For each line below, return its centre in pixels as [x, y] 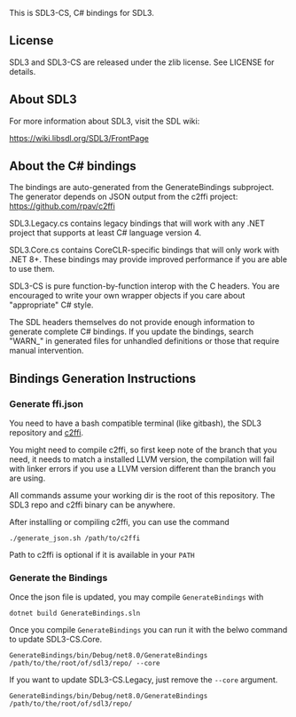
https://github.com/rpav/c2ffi [62, 206]
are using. [27, 478]
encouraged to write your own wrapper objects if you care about [127, 296]
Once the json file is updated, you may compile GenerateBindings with [136, 597]
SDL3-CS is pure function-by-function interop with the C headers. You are [144, 286]
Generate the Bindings [58, 578]
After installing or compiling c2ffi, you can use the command [119, 522]
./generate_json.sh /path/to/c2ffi [75, 538]
